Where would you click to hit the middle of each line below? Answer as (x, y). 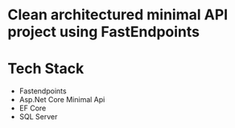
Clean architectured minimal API (118, 15)
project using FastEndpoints (104, 32)
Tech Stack (46, 69)
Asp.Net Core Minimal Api (62, 100)
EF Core (33, 108)
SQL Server (38, 117)
